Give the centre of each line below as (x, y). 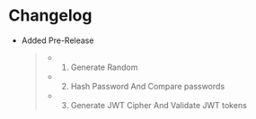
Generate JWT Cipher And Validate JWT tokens (159, 105)
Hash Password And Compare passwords (148, 86)
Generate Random (104, 67)
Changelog (50, 16)
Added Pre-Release (57, 40)
